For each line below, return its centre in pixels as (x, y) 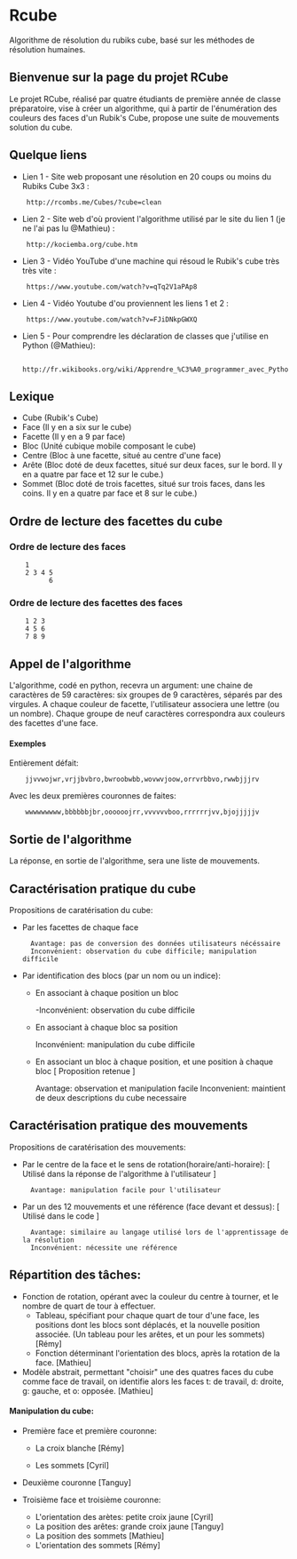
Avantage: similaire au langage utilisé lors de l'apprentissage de (160, 1232)
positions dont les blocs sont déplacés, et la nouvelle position (148, 1324)
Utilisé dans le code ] (61, 1216)
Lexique (32, 396)
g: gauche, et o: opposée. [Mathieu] (87, 1390)
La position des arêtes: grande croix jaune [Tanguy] (129, 1526)
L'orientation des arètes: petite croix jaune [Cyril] (125, 1516)
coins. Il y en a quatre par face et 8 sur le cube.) (109, 493)
